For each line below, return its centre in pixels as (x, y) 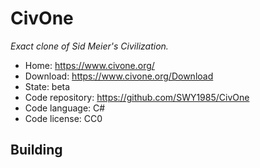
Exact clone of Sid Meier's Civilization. (89, 46)
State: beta (47, 86)
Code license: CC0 (63, 118)
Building (36, 150)
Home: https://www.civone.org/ (89, 65)
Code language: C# (65, 108)
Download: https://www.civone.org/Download (119, 76)
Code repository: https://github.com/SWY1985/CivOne (137, 97)
